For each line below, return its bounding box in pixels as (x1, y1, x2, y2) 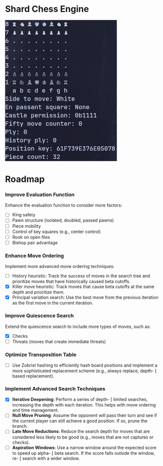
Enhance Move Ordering (5, 252, 64, 259)
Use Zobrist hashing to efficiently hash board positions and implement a (12, 362, 158, 368)
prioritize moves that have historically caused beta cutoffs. (12, 279, 131, 285)
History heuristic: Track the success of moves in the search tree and (12, 273, 150, 279)
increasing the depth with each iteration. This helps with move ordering (12, 402, 156, 408)
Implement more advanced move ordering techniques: (5, 263, 115, 269)
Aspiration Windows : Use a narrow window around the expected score (12, 444, 157, 450)
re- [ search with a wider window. (12, 455, 80, 461)
